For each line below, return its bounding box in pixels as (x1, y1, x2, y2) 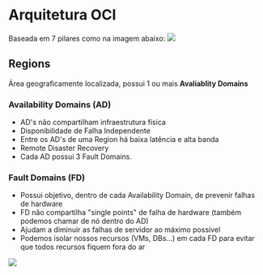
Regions (8, 57, 51, 71)
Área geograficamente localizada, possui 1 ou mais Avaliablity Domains (8, 79, 248, 88)
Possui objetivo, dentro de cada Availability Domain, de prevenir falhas (19, 191, 256, 200)
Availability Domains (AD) (8, 99, 112, 110)
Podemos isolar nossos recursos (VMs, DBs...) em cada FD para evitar (19, 234, 255, 243)
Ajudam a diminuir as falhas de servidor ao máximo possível (19, 225, 221, 234)
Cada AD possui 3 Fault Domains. (19, 152, 132, 161)
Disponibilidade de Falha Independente (19, 126, 151, 135)
